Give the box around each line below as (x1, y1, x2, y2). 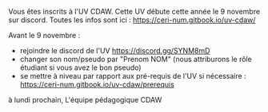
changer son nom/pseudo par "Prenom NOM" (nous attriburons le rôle (19, 55, 252, 64)
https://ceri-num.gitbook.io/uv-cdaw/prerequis (19, 79, 174, 89)
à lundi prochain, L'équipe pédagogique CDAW (8, 95, 162, 104)
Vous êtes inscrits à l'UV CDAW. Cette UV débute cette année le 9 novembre (8, 7, 261, 16)
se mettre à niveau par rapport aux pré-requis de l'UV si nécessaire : (19, 71, 246, 80)
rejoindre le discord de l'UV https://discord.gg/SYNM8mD (19, 46, 210, 55)
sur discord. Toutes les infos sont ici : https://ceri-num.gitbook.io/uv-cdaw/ (8, 15, 256, 25)
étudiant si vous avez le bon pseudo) (19, 63, 142, 72)
